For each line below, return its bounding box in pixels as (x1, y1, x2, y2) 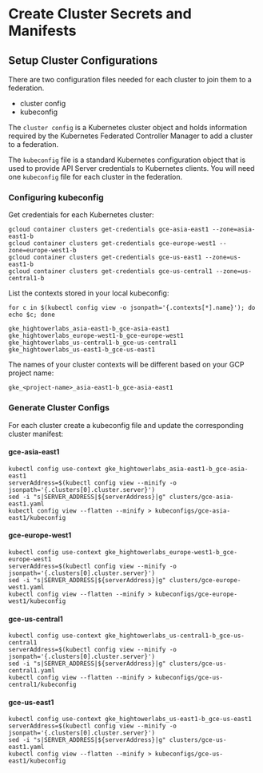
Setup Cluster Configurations (8, 54, 158, 67)
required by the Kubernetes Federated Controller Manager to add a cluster (8, 131, 253, 141)
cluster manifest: (8, 429, 64, 438)
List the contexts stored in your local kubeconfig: (8, 288, 169, 298)
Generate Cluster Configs (8, 402, 110, 414)
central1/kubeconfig (8, 680, 78, 689)
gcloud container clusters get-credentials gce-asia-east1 (8, 225, 209, 234)
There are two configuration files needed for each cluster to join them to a (8, 75, 252, 84)
